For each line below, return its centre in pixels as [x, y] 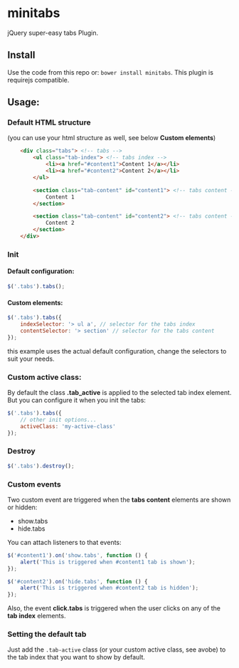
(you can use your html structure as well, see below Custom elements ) [112, 138]
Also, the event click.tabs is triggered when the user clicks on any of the [114, 608]
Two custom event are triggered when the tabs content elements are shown [119, 499]
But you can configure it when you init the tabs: [76, 400]
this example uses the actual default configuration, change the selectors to [117, 351]
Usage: [24, 102]
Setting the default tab [47, 635]
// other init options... [59, 420]
